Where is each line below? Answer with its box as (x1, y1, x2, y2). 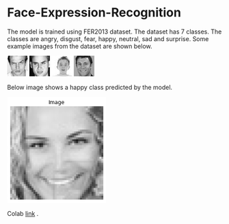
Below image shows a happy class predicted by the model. (7, 83, 173, 91)
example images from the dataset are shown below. (7, 42, 152, 50)
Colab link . (7, 209, 39, 217)
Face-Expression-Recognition (7, 5, 181, 21)
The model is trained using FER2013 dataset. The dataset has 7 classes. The (7, 27, 222, 36)
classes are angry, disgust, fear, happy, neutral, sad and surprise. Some (7, 34, 209, 42)
